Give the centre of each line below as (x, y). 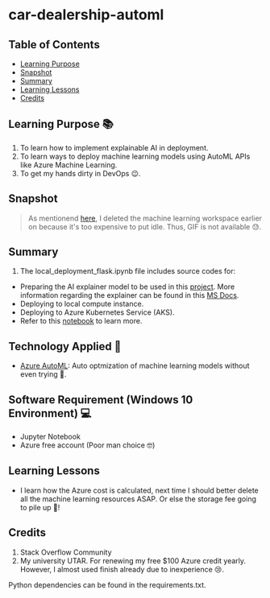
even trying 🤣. (43, 374)
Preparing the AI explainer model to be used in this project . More (127, 287)
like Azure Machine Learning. (69, 165)
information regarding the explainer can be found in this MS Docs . (129, 295)
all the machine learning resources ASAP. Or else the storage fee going (138, 499)
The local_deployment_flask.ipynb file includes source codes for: (128, 271)
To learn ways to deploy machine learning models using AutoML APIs (135, 156)
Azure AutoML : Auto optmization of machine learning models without (135, 366)
